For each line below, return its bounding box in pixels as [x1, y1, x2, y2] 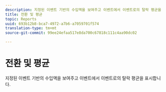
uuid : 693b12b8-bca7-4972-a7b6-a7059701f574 [5, 21, 99, 26]
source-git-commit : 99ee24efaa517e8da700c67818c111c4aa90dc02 [5, 30, 137, 35]
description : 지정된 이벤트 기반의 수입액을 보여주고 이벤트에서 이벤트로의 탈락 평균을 [5, 7, 162, 12]
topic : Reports [5, 16, 37, 21]
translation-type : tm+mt [5, 26, 57, 31]
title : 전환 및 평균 [5, 12, 43, 17]
